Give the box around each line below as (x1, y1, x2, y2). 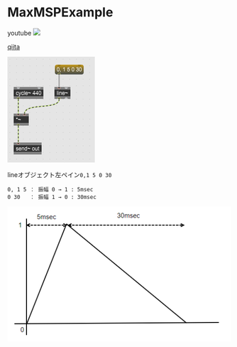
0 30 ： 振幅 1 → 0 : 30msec (7, 193, 97, 201)
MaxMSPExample (7, 4, 114, 21)
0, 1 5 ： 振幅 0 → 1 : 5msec (7, 186, 94, 193)
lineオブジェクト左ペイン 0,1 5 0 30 (7, 170, 112, 178)
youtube (7, 28, 32, 37)
